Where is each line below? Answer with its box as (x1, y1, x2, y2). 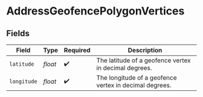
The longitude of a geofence (96, 74, 177, 82)
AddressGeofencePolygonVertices (6, 4, 185, 18)
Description (127, 46, 163, 54)
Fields (6, 28, 30, 39)
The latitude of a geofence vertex (96, 56, 191, 64)
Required (63, 46, 91, 54)
